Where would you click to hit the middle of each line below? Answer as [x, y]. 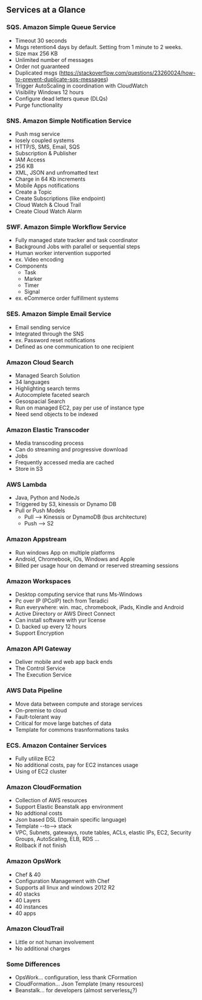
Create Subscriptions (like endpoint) [60, 198]
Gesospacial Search [40, 401]
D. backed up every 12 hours [51, 627]
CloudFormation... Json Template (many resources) [79, 984]
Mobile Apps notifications [47, 185]
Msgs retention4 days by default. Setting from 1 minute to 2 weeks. [99, 47]
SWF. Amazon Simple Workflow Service [66, 227]
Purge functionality [39, 105]
